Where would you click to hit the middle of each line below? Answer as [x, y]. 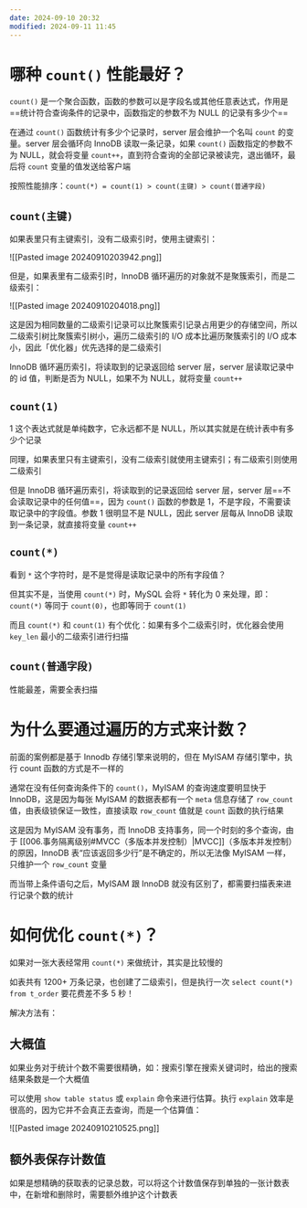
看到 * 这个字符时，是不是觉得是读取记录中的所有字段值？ [118, 574]
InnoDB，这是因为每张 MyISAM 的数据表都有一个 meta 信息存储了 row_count [152, 799]
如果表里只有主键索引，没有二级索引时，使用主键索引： [113, 239]
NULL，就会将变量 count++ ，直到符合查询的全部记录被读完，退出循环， [153, 155]
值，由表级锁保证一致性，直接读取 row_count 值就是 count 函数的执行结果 [147, 811]
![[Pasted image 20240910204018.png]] [85, 306]
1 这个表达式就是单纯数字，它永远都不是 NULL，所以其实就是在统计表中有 [148, 429]
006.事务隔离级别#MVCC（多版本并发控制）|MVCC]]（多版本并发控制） [161, 841]
